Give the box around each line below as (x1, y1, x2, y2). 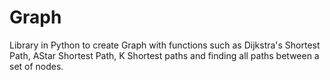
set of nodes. (9, 60, 64, 72)
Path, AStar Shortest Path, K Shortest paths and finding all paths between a (9, 49, 320, 61)
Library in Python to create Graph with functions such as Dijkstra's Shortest (9, 39, 321, 51)
